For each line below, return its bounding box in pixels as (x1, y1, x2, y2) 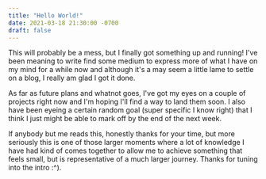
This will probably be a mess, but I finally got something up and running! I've (8, 48, 258, 58)
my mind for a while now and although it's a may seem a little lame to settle (8, 65, 254, 74)
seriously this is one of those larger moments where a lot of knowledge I (8, 138, 245, 147)
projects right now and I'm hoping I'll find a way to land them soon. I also (8, 97, 246, 107)
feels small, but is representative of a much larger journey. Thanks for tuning (8, 154, 258, 164)
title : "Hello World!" (8, 11, 83, 20)
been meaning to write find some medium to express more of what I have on (8, 56, 258, 66)
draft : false (8, 26, 52, 34)
